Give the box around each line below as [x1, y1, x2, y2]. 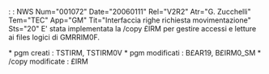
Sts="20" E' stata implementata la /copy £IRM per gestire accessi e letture [8, 24, 257, 33]
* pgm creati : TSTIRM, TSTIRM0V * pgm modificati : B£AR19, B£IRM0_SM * [8, 48, 262, 57]
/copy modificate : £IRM [8, 56, 89, 66]
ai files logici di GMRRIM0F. [8, 32, 100, 42]
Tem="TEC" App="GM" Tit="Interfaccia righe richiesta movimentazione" [8, 15, 251, 25]
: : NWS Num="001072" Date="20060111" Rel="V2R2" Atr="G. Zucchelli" [8, 7, 251, 16]
